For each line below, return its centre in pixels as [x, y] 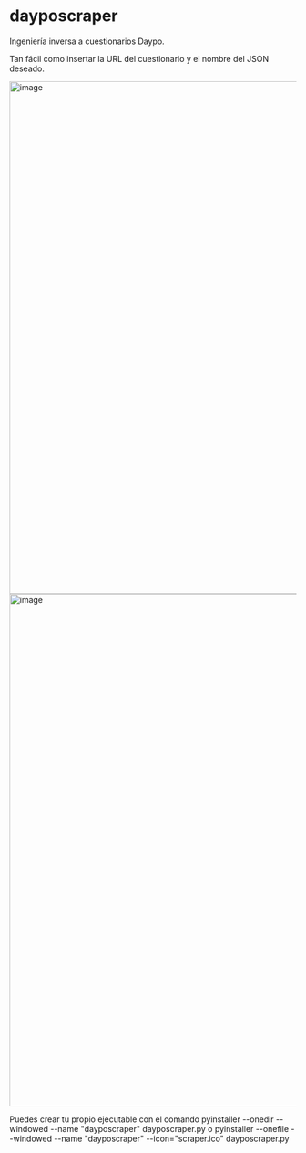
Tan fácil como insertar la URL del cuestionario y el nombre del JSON [139, 58]
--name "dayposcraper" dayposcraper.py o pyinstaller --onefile [169, 1128]
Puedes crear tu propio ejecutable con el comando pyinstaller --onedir [142, 1119]
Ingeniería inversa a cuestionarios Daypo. [87, 41]
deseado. [27, 68]
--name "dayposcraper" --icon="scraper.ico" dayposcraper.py [172, 1138]
